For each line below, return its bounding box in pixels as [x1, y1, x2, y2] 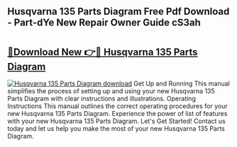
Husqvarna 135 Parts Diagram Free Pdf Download [7, 6, 230, 18]
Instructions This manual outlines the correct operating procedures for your [7, 102, 228, 110]
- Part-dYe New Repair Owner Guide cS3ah [7, 17, 201, 29]
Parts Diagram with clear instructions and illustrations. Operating [7, 95, 197, 102]
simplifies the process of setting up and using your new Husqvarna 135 [7, 87, 215, 95]
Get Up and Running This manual [133, 79, 231, 88]
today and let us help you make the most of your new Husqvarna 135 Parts [7, 124, 225, 133]
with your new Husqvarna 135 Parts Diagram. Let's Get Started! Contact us [7, 117, 226, 125]
